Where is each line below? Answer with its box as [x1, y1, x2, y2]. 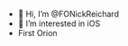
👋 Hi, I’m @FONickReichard [17, 9, 120, 19]
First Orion [17, 28, 58, 38]
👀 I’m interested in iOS [17, 18, 101, 29]
